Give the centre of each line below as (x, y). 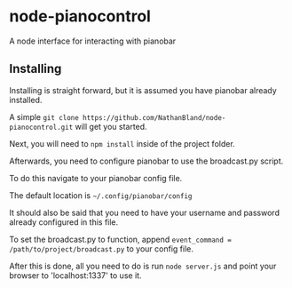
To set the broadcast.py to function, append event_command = (121, 239)
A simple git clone (44, 116)
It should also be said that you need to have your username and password (144, 212)
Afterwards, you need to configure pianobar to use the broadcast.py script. (146, 161)
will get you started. (111, 126)
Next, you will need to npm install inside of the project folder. (122, 143)
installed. (26, 100)
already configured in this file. (64, 222)
